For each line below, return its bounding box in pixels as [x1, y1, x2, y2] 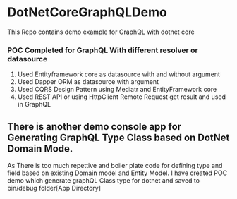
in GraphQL [17, 100, 51, 109]
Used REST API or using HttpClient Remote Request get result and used [17, 92, 226, 101]
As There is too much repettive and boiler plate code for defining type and [7, 162, 223, 170]
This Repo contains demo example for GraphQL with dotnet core [7, 28, 195, 36]
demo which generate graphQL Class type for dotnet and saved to [7, 176, 200, 185]
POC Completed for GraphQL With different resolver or [7, 45, 199, 55]
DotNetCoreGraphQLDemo [7, 4, 167, 20]
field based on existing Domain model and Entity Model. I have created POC [7, 169, 228, 177]
